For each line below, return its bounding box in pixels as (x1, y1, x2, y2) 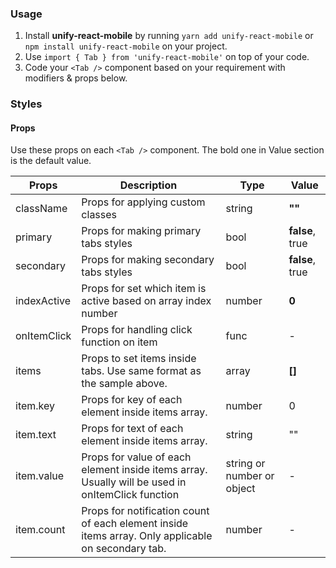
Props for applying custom (81, 195, 206, 209)
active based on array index (81, 294, 212, 308)
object (225, 482, 256, 496)
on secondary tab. (81, 542, 167, 556)
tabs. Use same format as (81, 364, 202, 378)
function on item (81, 335, 158, 349)
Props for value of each (81, 450, 192, 464)
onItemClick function (81, 488, 180, 502)
